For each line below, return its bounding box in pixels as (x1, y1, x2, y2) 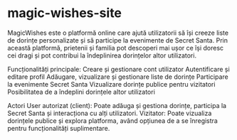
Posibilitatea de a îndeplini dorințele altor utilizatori (7, 87, 155, 96)
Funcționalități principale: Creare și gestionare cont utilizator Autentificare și (7, 65, 230, 73)
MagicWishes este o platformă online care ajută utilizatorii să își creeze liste (7, 28, 229, 37)
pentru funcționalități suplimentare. (7, 124, 110, 132)
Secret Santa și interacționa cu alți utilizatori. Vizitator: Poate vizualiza (7, 109, 212, 117)
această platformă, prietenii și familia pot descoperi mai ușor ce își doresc (7, 43, 224, 52)
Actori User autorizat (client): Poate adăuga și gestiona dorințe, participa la (7, 101, 226, 109)
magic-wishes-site (7, 5, 122, 21)
